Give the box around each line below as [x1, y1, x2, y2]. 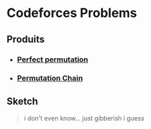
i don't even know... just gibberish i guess [23, 114, 145, 123]
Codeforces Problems [6, 5, 138, 21]
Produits [6, 33, 45, 45]
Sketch [6, 95, 38, 107]
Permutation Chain [16, 73, 83, 83]
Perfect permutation [16, 55, 89, 64]
